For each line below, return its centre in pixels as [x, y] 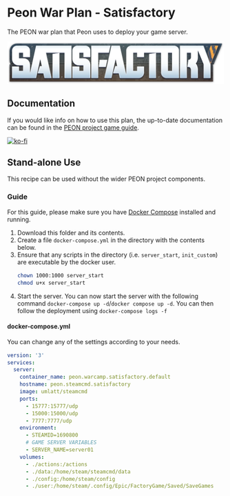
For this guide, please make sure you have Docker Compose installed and [112, 212]
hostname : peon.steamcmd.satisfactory [75, 384]
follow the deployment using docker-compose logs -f [92, 310]
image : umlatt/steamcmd [54, 392]
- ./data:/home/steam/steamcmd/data [78, 472]
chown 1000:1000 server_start [61, 275]
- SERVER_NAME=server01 [60, 450]
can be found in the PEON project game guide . [73, 127]
